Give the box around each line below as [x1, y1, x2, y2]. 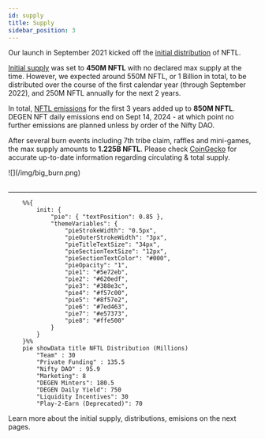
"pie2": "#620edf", [64, 275, 129, 283]
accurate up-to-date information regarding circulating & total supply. [8, 153, 230, 162]
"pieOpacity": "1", [64, 262, 129, 270]
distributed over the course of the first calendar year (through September [8, 80, 246, 89]
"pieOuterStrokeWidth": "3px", [64, 234, 168, 242]
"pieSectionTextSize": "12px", [64, 248, 168, 255]
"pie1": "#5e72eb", [64, 268, 129, 277]
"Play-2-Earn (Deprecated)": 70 [36, 400, 144, 408]
